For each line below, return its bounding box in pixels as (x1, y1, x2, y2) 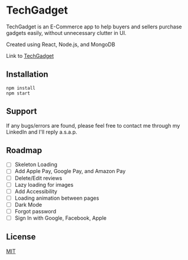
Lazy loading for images (14, 181, 74, 188)
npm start (6, 90, 31, 96)
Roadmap (6, 145, 43, 155)
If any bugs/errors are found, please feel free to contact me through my (6, 122, 180, 129)
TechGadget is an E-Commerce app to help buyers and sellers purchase (6, 23, 182, 30)
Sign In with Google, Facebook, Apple (14, 214, 107, 222)
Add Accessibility (14, 187, 57, 195)
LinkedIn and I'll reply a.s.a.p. (6, 128, 77, 135)
